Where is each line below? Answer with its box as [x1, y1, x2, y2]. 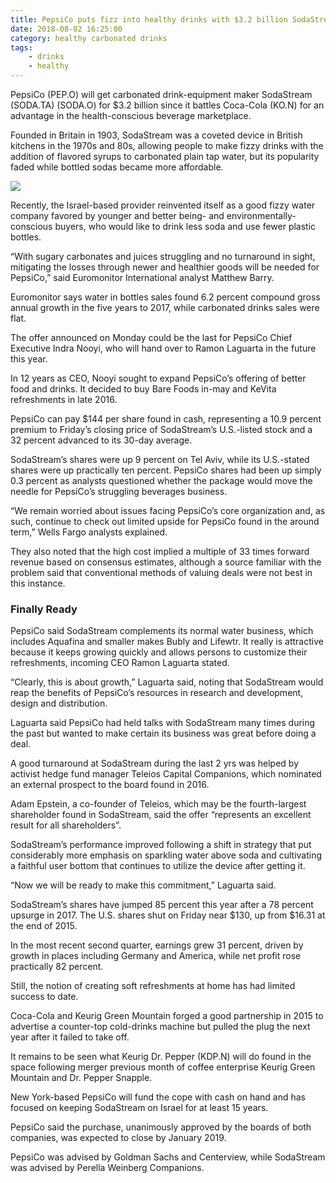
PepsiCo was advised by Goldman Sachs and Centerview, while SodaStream [10, 1151, 326, 1163]
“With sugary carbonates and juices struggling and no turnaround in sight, [10, 251, 316, 262]
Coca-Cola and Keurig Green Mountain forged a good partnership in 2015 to [10, 1010, 324, 1022]
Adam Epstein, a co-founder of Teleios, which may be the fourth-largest [10, 798, 307, 810]
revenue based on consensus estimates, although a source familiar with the [10, 556, 322, 568]
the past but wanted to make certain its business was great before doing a [10, 727, 317, 740]
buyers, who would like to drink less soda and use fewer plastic [54, 221, 317, 232]
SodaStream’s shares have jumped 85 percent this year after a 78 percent [10, 899, 314, 911]
